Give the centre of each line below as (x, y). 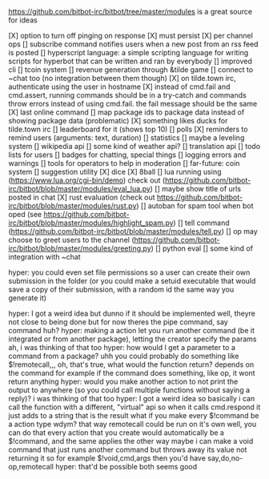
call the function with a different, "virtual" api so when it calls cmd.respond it (134, 407)
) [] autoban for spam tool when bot (195, 206)
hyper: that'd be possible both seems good (126, 467)
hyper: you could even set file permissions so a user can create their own (129, 272)
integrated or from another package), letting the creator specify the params (132, 339)
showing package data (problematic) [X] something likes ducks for (118, 121)
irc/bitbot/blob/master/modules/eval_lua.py (79, 189)
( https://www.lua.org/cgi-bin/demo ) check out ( (87, 180)
